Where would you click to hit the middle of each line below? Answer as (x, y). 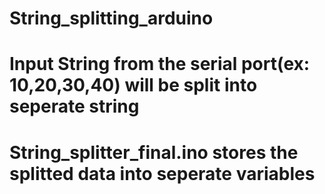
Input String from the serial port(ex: (160, 64)
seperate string (74, 106)
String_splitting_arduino (111, 18)
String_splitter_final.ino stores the (154, 152)
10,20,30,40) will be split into (133, 85)
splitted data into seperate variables (162, 173)
